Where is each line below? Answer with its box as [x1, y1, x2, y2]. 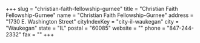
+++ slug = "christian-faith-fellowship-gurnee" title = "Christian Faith [5, 5, 178, 12]
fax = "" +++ [22, 31, 55, 38]
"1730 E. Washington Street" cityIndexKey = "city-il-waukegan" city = [5, 18, 179, 25]
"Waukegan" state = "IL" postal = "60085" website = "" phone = [5, 24, 166, 31]
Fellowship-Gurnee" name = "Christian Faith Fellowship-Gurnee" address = [5, 12, 194, 19]
